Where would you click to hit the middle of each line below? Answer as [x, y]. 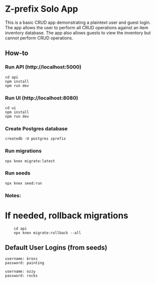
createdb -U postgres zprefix [36, 139]
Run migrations [23, 151]
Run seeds [18, 173]
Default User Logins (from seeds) [56, 248]
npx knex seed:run [23, 183]
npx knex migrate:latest [30, 161]
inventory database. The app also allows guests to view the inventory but [78, 33]
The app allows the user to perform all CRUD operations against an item [77, 27]
